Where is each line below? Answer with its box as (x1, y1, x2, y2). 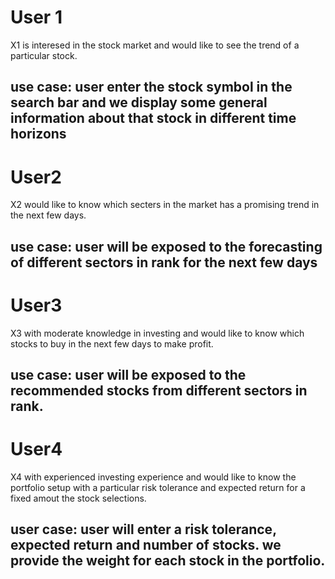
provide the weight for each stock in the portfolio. (10, 552, 326, 570)
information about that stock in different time (10, 110, 297, 127)
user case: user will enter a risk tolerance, (10, 521, 277, 538)
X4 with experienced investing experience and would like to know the (10, 471, 297, 483)
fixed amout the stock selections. (10, 492, 147, 504)
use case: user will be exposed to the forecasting (10, 238, 323, 255)
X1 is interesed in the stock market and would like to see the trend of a (10, 39, 300, 51)
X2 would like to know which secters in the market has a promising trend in (10, 199, 320, 211)
